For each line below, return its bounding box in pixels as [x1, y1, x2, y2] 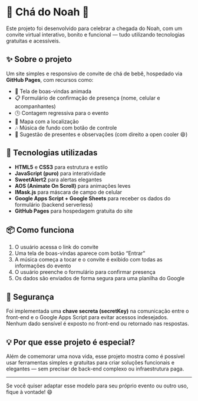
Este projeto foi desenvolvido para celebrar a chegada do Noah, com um [6, 25, 183, 32]
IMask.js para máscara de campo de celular [14, 188, 123, 195]
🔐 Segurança [6, 291, 54, 302]
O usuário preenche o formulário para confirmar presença [14, 269, 156, 276]
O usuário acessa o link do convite [14, 244, 99, 251]
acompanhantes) [14, 102, 56, 110]
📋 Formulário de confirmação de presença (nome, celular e [14, 94, 160, 101]
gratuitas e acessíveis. [6, 37, 61, 44]
